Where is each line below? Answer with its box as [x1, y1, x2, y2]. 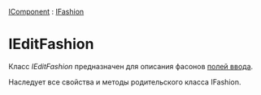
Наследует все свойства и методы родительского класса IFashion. [8, 76, 241, 87]
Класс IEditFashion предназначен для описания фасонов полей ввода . [8, 61, 254, 71]
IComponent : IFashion [8, 7, 85, 16]
